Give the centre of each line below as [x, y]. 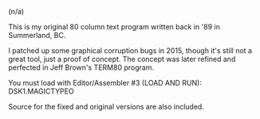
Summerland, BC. [37, 35]
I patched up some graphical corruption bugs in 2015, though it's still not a [130, 50]
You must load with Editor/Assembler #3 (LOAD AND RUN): [105, 83]
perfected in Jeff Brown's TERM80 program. [81, 67]
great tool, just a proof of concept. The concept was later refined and [122, 59]
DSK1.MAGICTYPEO [41, 91]
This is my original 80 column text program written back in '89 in [114, 27]
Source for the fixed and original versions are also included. [106, 107]
